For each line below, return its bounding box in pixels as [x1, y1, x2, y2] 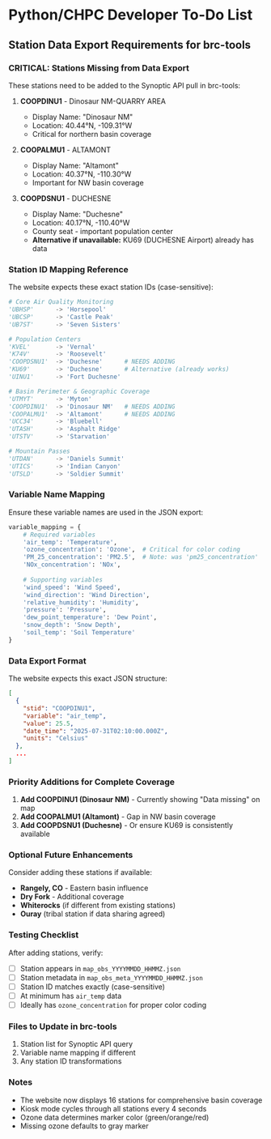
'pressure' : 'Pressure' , [23, 606, 107, 614]
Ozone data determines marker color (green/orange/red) [19, 1112, 210, 1122]
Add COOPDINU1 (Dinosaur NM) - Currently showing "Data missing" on [19, 795, 260, 804]
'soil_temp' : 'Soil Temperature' [23, 629, 136, 637]
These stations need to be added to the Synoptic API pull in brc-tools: [8, 80, 241, 90]
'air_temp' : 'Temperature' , [23, 538, 117, 546]
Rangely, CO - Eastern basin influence [19, 883, 149, 893]
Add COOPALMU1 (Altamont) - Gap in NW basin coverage [19, 812, 216, 821]
